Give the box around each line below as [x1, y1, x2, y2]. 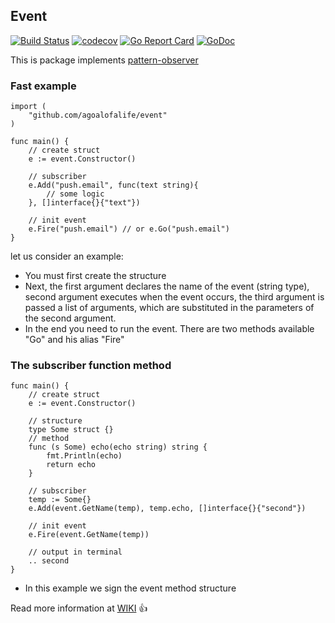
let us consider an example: [10, 250, 124, 263]
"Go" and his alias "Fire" [24, 334, 125, 346]
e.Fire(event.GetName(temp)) [28, 530, 150, 540]
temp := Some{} [28, 495, 92, 505]
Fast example [10, 79, 77, 93]
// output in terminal [28, 547, 123, 558]
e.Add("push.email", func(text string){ [28, 180, 199, 191]
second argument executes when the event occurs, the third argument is [24, 291, 325, 303]
